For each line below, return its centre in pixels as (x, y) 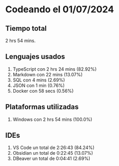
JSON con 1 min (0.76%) (39, 85)
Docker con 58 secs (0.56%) (43, 91)
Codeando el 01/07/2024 (60, 9)
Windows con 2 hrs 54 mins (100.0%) (52, 119)
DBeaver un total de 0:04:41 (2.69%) (52, 159)
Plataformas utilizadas (42, 107)
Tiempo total (26, 28)
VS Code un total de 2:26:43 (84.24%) (54, 148)
